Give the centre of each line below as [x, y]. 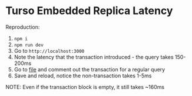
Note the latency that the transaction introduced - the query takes [94, 57]
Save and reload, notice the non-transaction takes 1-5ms [83, 76]
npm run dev [29, 45]
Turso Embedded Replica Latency [89, 11]
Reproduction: [23, 27]
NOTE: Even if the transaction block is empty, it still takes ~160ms [85, 87]
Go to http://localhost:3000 [49, 50]
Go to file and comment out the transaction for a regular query [90, 69]
